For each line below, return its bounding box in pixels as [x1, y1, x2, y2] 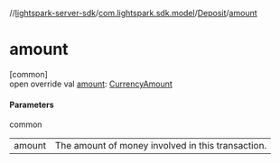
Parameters [9, 99, 54, 110]
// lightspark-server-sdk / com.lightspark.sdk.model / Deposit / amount [9, 8, 257, 18]
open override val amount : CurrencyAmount [9, 78, 173, 89]
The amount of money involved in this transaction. [54, 140, 267, 152]
